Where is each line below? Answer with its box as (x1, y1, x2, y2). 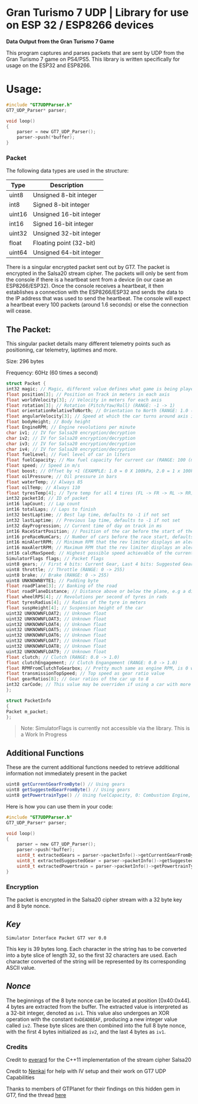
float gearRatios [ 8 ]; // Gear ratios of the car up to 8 (6, 676, 149, 682)
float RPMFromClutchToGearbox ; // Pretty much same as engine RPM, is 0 (6, 665, 189, 671)
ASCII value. (6, 964, 36, 971)
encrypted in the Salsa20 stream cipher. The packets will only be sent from (6, 270, 189, 277)
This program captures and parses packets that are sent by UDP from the (6, 49, 184, 56)
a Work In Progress (20, 731, 68, 738)
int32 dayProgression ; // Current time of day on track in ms (6, 523, 162, 529)
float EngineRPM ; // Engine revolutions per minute (6, 425, 136, 430)
